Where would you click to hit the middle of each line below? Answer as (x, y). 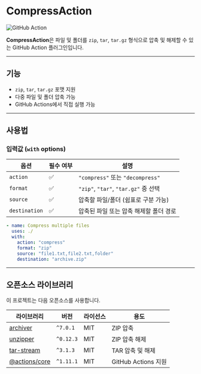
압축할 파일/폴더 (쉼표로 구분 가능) (124, 200)
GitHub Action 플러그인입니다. (48, 47)
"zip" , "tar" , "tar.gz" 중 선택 (119, 188)
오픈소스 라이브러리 (40, 285)
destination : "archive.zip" (52, 259)
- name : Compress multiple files (48, 226)
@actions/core (30, 361)
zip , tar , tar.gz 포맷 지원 (45, 89)
